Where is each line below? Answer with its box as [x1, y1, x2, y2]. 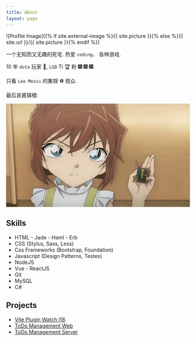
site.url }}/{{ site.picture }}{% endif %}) [6, 39, 100, 46]
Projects [6, 301, 37, 311]
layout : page [6, 15, 38, 22]
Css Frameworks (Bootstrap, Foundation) [14, 246, 114, 253]
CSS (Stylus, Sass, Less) [14, 240, 74, 247]
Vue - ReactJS [14, 265, 50, 272]
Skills [6, 218, 26, 228]
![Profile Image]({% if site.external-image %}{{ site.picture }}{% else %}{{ [6, 32, 184, 39]
